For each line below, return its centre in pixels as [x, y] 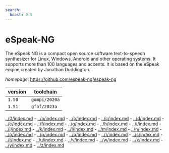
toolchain [45, 92]
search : [13, 10]
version [17, 92]
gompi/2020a [45, 100]
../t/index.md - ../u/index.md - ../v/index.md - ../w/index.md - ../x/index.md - [84, 140]
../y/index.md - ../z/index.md [35, 145]
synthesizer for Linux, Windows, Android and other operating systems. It [80, 59]
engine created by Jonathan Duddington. [48, 70]
